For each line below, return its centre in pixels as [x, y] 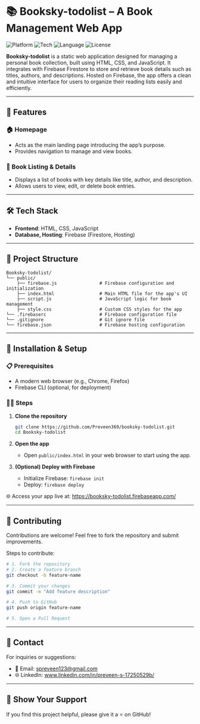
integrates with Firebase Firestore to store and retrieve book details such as [99, 69]
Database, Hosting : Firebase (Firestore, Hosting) [75, 234]
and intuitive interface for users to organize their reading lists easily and [94, 82]
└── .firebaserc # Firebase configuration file [92, 314]
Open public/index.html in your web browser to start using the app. [107, 455]
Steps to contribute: [30, 553]
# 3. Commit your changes [38, 586]
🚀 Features [26, 112]
